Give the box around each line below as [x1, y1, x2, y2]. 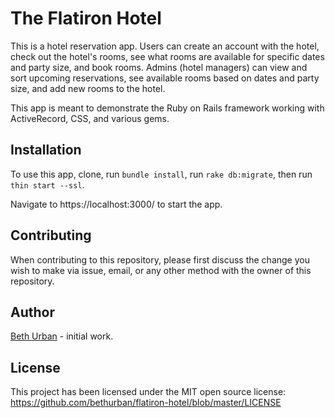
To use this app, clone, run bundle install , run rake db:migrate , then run [10, 168, 313, 180]
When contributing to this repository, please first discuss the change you [10, 253, 310, 266]
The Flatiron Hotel [10, 7, 162, 30]
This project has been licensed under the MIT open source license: [10, 386, 287, 398]
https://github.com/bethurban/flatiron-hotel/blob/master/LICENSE [10, 397, 282, 409]
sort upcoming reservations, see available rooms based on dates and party [10, 72, 320, 84]
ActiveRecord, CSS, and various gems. [10, 112, 170, 124]
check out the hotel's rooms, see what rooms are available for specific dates [10, 50, 325, 62]
